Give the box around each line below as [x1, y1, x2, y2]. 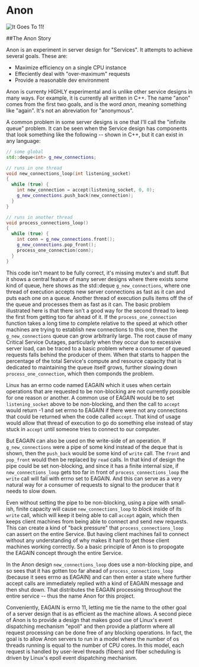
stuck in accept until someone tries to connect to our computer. [6, 425, 161, 433]
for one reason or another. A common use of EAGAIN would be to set [6, 394, 175, 401]
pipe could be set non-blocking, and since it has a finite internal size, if [6, 462, 179, 469]
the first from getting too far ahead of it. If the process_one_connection [6, 313, 177, 320]
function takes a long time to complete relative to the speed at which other [6, 320, 188, 327]
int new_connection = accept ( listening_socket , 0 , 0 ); [17, 187, 155, 193]
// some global [6, 149, 44, 155]
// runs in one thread [6, 165, 62, 171]
